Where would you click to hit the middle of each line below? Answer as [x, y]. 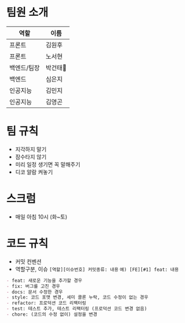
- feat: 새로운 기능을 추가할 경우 [44, 280]
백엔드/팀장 [25, 67]
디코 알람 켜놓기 [34, 172]
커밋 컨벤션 [28, 261]
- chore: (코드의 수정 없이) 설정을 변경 [52, 314]
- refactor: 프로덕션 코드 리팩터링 [46, 303]
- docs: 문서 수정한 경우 [35, 292]
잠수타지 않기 [31, 157]
